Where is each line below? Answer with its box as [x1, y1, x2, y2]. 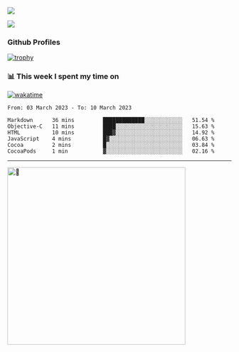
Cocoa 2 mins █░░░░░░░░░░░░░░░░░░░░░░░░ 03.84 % [7, 141, 215, 148]
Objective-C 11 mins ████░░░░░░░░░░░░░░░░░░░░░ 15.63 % [7, 123, 215, 130]
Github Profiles [7, 37, 60, 47]
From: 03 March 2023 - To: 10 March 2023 [7, 104, 132, 111]
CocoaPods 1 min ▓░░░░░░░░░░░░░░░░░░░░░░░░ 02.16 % [7, 148, 215, 155]
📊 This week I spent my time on [7, 72, 119, 82]
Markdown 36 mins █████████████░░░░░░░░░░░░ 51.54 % [7, 116, 215, 123]
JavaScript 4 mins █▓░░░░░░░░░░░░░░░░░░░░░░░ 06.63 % [7, 135, 215, 142]
